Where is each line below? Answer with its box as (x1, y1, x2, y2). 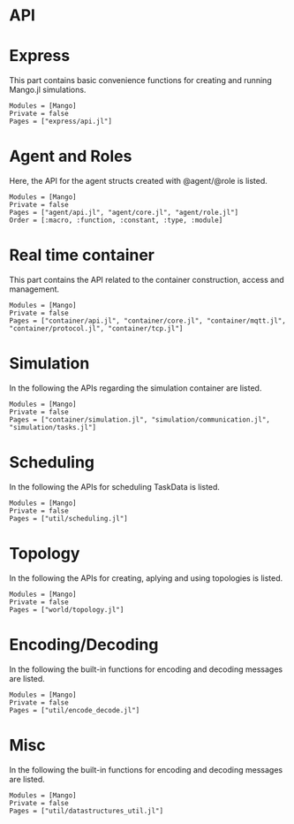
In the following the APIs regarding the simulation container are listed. (9, 382, 262, 393)
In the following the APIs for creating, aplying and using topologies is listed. (9, 572, 283, 584)
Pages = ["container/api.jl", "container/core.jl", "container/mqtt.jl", (9, 317, 287, 325)
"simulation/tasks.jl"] (9, 423, 97, 431)
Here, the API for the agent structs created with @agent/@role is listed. (9, 176, 268, 187)
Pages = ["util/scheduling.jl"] (9, 514, 128, 523)
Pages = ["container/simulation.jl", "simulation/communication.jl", (9, 415, 271, 424)
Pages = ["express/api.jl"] (9, 117, 113, 126)
